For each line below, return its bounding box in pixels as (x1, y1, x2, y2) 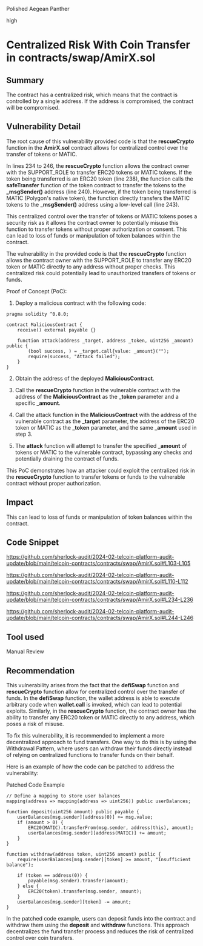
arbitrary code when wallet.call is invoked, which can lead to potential (6, 701, 182, 708)
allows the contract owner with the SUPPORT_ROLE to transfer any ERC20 (6, 256, 192, 264)
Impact (6, 497, 33, 508)
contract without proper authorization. (6, 479, 102, 487)
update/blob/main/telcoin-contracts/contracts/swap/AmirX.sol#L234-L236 (6, 596, 194, 604)
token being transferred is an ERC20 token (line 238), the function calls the (6, 175, 193, 182)
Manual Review (6, 648, 44, 655)
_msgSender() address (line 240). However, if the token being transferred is (6, 188, 197, 195)
